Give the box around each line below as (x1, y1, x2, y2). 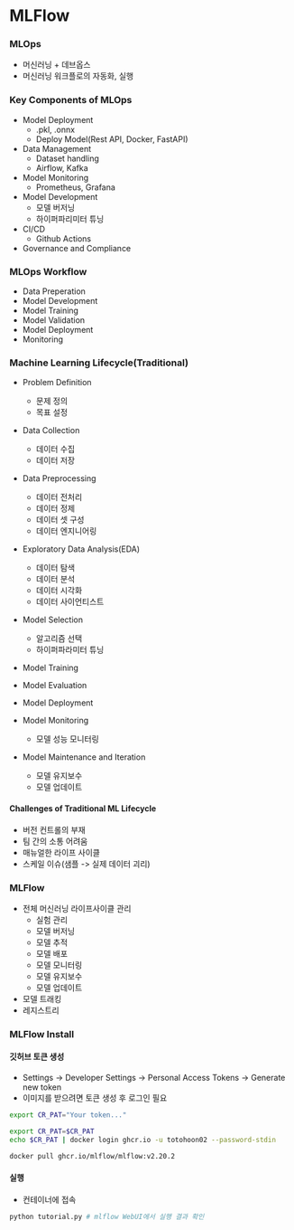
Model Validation (22, 315, 86, 326)
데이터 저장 (35, 455, 75, 466)
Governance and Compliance (22, 242, 132, 253)
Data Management (22, 143, 92, 154)
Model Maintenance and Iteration (22, 752, 146, 762)
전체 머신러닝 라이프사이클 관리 (22, 903, 132, 913)
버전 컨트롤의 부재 (22, 824, 86, 835)
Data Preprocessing (22, 473, 96, 484)
